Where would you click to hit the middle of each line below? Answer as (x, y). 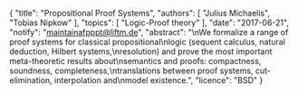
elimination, (31, 80)
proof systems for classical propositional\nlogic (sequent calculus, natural (147, 42)
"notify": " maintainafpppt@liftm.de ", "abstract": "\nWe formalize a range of (149, 32)
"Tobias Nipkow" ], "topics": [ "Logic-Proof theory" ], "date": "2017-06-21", (149, 23)
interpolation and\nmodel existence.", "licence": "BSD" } (159, 80)
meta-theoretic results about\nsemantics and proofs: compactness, (135, 61)
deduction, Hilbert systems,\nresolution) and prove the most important (141, 52)
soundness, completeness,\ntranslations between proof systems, (131, 70)
